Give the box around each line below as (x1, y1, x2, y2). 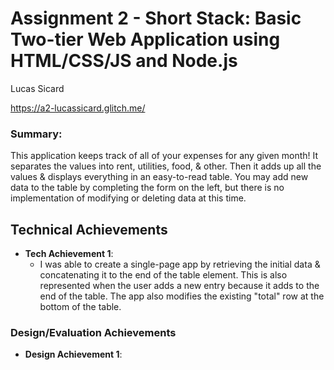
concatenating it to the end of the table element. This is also (39, 269, 288, 281)
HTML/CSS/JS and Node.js (10, 50, 238, 72)
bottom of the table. (39, 301, 122, 313)
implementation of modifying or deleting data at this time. (10, 192, 247, 204)
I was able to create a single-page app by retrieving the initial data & (39, 258, 321, 271)
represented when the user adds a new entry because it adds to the (39, 280, 320, 292)
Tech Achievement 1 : (24, 248, 114, 260)
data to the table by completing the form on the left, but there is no (10, 182, 285, 194)
